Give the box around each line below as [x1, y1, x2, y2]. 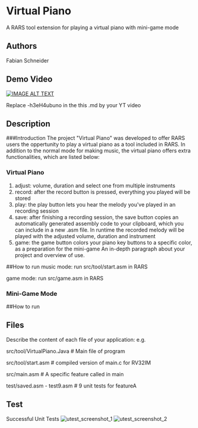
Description [6, 118, 50, 129]
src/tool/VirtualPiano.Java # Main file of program [6, 347, 126, 355]
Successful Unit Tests [6, 415, 59, 422]
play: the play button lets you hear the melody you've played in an [14, 201, 176, 208]
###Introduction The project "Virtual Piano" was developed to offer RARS [6, 135, 186, 142]
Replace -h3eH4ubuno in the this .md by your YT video [6, 101, 141, 108]
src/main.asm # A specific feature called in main [6, 370, 124, 377]
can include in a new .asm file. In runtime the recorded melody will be [14, 226, 185, 233]
